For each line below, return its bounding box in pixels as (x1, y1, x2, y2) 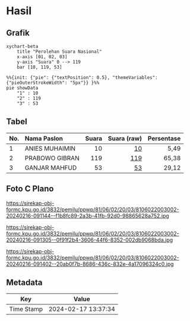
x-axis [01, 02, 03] (17, 54, 68, 60)
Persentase (147, 134, 181, 142)
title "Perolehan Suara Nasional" (17, 49, 102, 55)
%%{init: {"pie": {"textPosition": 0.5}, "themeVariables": (6, 75, 159, 81)
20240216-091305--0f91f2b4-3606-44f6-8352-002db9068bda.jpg (6, 236, 173, 243)
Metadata (6, 278, 43, 288)
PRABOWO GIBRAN (24, 154, 80, 162)
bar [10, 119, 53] (17, 64, 62, 70)
